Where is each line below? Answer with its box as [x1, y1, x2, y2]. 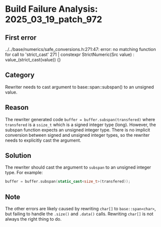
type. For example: [5, 170, 43, 176]
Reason [5, 103, 29, 112]
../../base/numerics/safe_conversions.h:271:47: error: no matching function [5, 47, 156, 52]
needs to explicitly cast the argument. [5, 137, 81, 143]
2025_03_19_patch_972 [5, 14, 102, 25]
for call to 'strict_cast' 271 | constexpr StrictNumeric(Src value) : [5, 51, 134, 57]
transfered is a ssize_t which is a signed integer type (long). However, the [5, 122, 156, 127]
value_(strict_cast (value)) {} [5, 57, 61, 62]
